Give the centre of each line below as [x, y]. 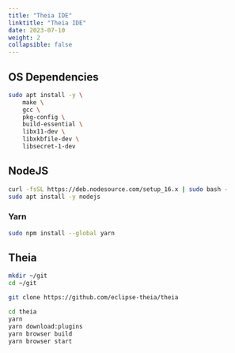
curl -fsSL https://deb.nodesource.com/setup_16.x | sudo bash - [118, 189]
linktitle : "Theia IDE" [47, 23]
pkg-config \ [44, 117]
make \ [33, 102]
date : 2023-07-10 [37, 30]
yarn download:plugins [45, 326]
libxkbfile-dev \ [51, 139]
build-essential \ [53, 124]
